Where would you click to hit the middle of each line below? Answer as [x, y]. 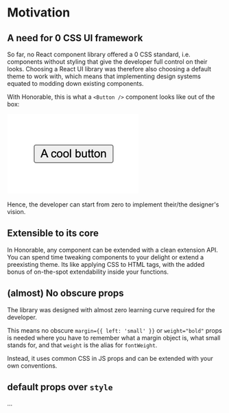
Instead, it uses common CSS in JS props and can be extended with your [110, 358]
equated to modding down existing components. [75, 83]
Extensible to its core [53, 234]
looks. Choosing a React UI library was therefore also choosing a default [109, 69]
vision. [16, 212]
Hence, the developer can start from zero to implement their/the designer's [113, 204]
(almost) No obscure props [66, 293]
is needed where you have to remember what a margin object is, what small [114, 338]
